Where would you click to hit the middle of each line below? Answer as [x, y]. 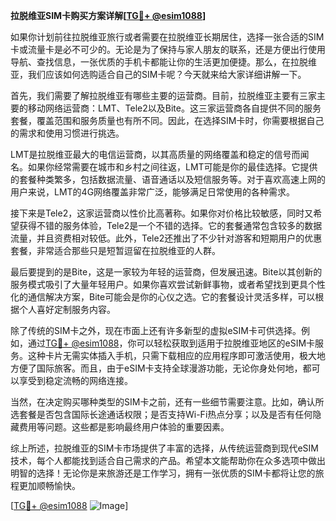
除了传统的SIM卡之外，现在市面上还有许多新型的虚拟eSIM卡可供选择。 [156, 330]
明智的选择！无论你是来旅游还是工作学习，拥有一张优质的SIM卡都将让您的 [163, 473]
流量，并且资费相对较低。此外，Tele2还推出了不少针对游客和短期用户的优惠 [166, 238]
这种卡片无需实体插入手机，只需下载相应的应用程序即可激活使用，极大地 [176, 355]
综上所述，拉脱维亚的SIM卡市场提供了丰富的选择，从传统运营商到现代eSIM [164, 448]
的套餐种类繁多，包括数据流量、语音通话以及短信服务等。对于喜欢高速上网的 [168, 179]
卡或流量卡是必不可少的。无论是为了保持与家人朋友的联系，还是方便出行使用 [168, 49]
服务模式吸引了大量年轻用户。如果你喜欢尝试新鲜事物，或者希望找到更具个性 [168, 284]
